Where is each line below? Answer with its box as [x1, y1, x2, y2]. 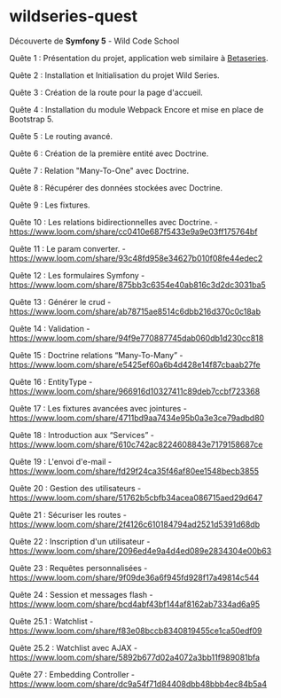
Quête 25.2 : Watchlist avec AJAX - [9, 642, 138, 653]
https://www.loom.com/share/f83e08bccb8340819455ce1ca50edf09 [9, 625, 262, 636]
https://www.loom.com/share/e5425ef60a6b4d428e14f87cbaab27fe [9, 359, 261, 370]
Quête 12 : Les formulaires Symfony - [9, 270, 145, 280]
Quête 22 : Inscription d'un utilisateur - [9, 536, 151, 546]
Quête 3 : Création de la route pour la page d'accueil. [9, 87, 204, 98]
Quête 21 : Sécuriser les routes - [9, 509, 127, 520]
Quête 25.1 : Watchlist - [9, 616, 94, 626]
